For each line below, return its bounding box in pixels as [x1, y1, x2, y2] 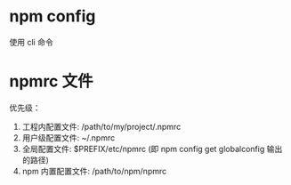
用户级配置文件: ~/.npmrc [21, 132, 116, 143]
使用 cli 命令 [9, 36, 53, 47]
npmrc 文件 [9, 71, 93, 92]
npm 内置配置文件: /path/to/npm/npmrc [21, 165, 167, 176]
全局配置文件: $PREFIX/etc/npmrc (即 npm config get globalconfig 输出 [21, 143, 283, 154]
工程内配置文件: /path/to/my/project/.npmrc [21, 121, 182, 132]
